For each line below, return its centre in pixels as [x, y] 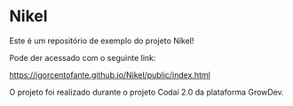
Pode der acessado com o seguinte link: [83, 57]
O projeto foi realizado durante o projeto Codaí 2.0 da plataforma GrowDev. [146, 92]
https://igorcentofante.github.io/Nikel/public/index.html [110, 75]
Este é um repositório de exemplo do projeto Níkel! [102, 41]
